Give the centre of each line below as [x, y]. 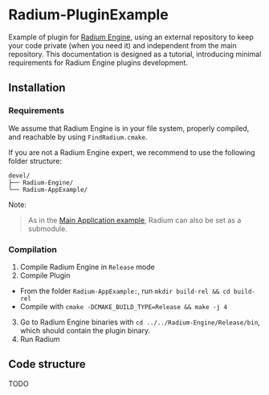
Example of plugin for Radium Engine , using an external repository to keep [131, 37]
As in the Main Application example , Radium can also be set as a [134, 220]
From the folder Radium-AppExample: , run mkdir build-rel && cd [125, 291]
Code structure [47, 364]
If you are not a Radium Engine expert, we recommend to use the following [132, 152]
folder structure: [35, 161]
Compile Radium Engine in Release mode [87, 267]
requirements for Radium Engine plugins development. [98, 63]
